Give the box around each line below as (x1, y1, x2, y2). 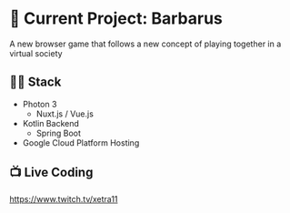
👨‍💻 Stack (9, 75, 62, 90)
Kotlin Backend (22, 117, 80, 128)
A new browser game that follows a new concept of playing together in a (9, 38, 282, 49)
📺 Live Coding (9, 165, 94, 180)
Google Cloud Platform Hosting (22, 137, 140, 148)
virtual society (9, 47, 63, 58)
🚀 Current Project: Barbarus (9, 8, 223, 29)
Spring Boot (35, 127, 82, 138)
